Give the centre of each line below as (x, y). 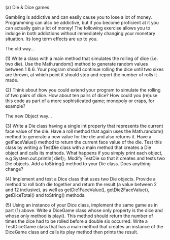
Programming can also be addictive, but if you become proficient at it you (82, 23)
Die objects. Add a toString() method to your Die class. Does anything (78, 164)
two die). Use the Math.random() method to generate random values (77, 64)
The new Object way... (29, 116)
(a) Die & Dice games (27, 7)
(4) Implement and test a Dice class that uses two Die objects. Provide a (80, 179)
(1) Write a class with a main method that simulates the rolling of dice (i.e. (82, 58)
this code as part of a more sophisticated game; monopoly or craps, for (80, 101)
